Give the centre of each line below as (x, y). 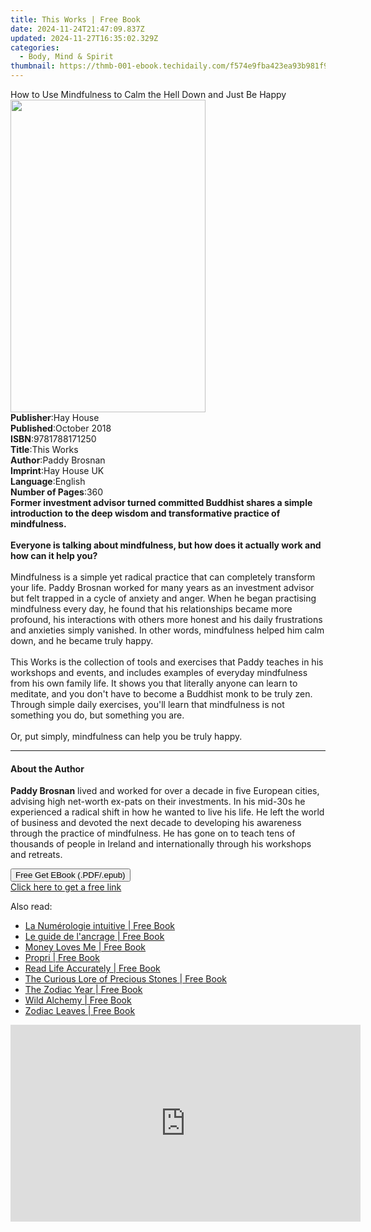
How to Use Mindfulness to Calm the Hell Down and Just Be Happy (148, 94)
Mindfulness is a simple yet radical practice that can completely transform (163, 577)
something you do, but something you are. (97, 715)
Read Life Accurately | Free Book (92, 968)
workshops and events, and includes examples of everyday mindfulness (159, 672)
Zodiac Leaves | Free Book (80, 1011)
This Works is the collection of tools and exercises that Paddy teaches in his (167, 662)
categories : (35, 47)
